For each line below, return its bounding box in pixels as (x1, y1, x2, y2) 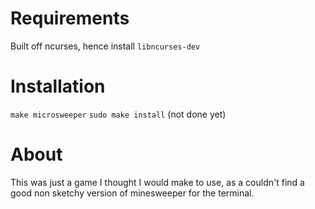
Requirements (10, 7, 130, 30)
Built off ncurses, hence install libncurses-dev (10, 40, 201, 52)
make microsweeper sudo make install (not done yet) (10, 108, 227, 120)
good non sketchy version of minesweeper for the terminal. (10, 187, 255, 199)
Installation (10, 75, 106, 98)
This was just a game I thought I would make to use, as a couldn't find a (10, 176, 305, 188)
